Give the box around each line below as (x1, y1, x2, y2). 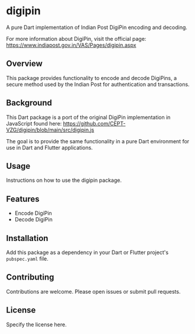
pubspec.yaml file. (6, 255, 49, 262)
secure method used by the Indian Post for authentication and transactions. (6, 81, 190, 88)
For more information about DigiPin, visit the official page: (6, 35, 147, 42)
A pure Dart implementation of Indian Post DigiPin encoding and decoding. (6, 24, 188, 31)
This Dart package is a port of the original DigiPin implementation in (6, 114, 171, 121)
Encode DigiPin (14, 210, 52, 217)
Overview (6, 59, 43, 69)
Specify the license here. (6, 321, 67, 328)
